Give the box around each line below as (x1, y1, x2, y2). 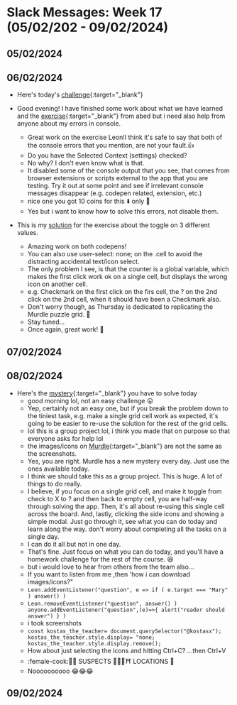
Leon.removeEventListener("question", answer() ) (27, 600, 178, 607)
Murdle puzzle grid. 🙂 (27, 310, 91, 319)
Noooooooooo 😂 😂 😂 (27, 667, 94, 675)
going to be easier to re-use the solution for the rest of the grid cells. (27, 419, 228, 427)
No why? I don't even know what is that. (27, 159, 145, 168)
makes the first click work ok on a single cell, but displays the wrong (27, 273, 228, 281)
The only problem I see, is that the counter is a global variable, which (27, 265, 229, 273)
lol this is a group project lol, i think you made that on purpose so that (27, 427, 230, 435)
